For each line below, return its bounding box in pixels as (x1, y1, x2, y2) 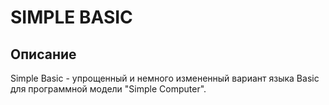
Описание (10, 46, 77, 63)
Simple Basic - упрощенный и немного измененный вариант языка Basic (10, 72, 320, 84)
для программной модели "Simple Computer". (10, 83, 207, 95)
